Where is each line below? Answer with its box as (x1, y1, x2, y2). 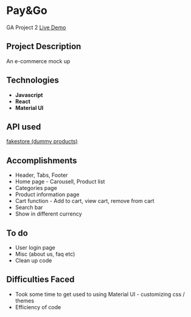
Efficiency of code (15, 303, 61, 310)
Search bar (15, 204, 44, 211)
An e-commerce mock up (6, 57, 71, 64)
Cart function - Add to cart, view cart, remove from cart (15, 197, 155, 205)
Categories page (15, 185, 58, 192)
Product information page (15, 191, 80, 198)
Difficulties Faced (6, 274, 75, 285)
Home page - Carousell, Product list (15, 178, 105, 185)
